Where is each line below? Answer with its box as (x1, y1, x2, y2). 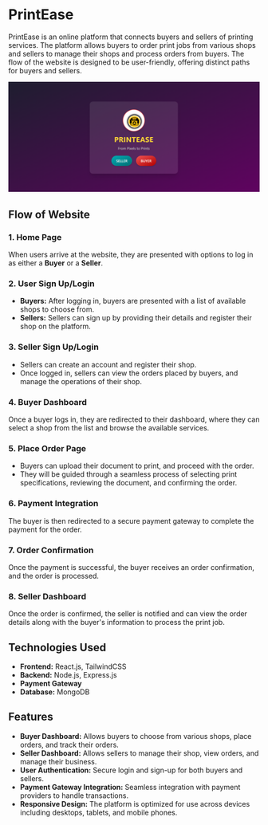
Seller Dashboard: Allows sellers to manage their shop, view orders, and (19, 748, 259, 758)
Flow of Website (8, 207, 90, 221)
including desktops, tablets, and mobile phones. (19, 807, 178, 817)
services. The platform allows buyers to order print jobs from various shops (8, 40, 257, 49)
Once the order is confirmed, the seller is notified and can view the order (8, 609, 247, 619)
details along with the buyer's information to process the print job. (8, 618, 225, 627)
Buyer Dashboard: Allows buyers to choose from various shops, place (19, 731, 252, 741)
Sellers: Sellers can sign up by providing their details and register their (19, 313, 253, 323)
